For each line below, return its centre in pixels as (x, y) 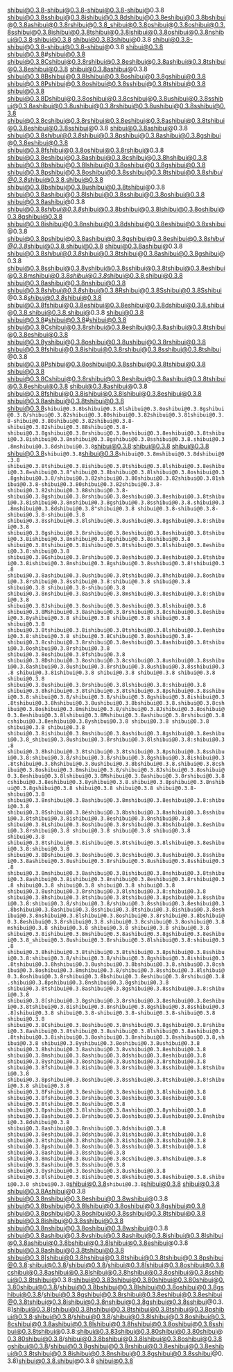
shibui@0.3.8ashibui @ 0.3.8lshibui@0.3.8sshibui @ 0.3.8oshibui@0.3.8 (106, 194)
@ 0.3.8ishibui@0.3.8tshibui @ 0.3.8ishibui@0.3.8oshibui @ (113, 32)
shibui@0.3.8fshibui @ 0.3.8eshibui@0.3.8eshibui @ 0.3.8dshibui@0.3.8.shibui (116, 305)
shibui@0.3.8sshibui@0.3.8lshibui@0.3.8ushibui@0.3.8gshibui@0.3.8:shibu (116, 521)
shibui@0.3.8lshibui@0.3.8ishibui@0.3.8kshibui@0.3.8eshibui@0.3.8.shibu (116, 1177)
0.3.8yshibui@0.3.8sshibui (108, 268)
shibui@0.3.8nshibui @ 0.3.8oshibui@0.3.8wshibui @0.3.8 (88, 1228)
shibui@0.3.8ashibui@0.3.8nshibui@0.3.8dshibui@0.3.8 (87, 1128)
